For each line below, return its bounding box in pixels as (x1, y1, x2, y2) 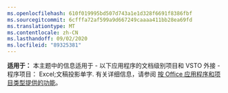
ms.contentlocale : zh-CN (7, 29, 79, 36)
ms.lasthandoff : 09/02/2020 (7, 36, 88, 42)
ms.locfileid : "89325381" (7, 42, 81, 49)
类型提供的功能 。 (12, 79, 62, 86)
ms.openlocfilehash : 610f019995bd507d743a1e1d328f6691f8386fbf (7, 10, 193, 17)
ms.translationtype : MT (7, 23, 76, 29)
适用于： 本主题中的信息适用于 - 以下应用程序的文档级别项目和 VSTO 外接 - (7, 62, 220, 69)
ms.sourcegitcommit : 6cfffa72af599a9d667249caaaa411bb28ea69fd (7, 16, 193, 23)
